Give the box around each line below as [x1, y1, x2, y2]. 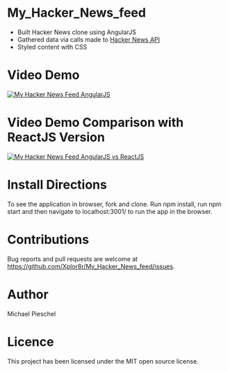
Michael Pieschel [7, 309, 56, 318]
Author [7, 286, 49, 302]
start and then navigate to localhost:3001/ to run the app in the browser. [7, 207, 213, 215]
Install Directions [7, 177, 108, 192]
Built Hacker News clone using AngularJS [17, 28, 137, 36]
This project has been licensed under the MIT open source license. [7, 357, 199, 365]
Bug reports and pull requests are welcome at [7, 254, 138, 263]
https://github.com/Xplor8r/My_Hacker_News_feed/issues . [7, 262, 175, 270]
